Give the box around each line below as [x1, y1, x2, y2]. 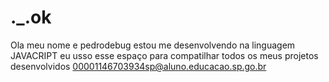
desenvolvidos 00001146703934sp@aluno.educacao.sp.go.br [10, 60, 267, 72]
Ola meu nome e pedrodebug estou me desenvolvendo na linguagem [10, 39, 296, 51]
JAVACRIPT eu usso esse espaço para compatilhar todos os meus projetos [10, 49, 319, 61]
